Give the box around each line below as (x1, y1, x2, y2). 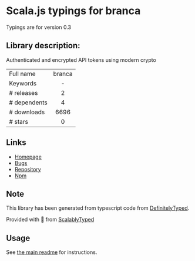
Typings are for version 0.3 (6, 24, 72, 31)
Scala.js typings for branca (6, 4, 141, 18)
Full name (9, 70, 36, 78)
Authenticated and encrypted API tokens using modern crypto (6, 56, 157, 63)
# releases (9, 88, 38, 97)
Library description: (6, 41, 80, 51)
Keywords (9, 79, 37, 87)
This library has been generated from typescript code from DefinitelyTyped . (6, 204, 190, 212)
